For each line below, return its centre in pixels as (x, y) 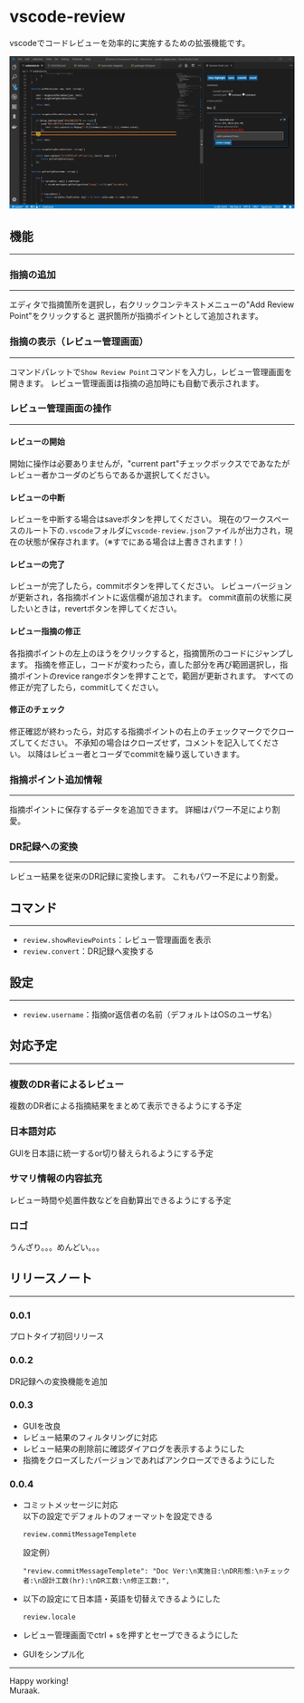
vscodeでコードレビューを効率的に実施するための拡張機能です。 (130, 43)
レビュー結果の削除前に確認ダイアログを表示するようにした (133, 1448)
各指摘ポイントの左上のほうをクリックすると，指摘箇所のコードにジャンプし (152, 653)
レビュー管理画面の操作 (60, 409)
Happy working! (39, 1681)
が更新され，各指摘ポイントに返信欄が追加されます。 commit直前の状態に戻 (151, 597)
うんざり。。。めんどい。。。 (57, 1247)
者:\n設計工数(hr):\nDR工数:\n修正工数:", (96, 1581)
